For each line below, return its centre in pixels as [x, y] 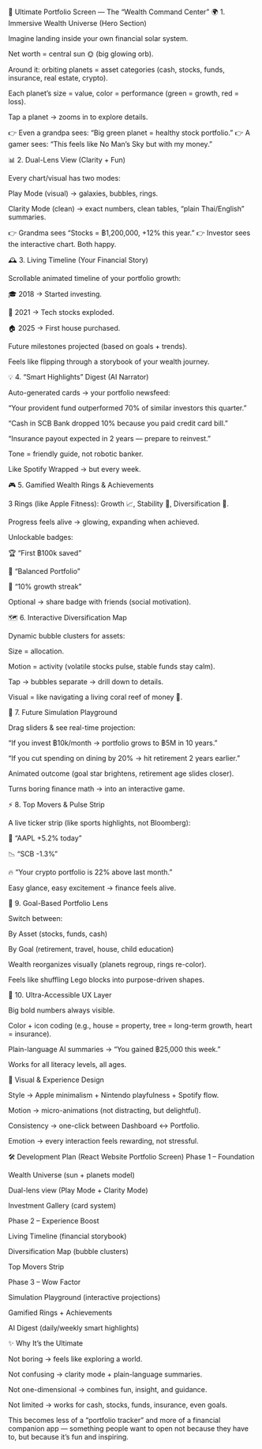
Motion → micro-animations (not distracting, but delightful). [105, 1110]
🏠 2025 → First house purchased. [64, 328]
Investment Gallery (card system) [62, 1206]
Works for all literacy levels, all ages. [67, 1064]
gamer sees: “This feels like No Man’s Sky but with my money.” [110, 144]
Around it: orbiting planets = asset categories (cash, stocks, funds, [116, 69]
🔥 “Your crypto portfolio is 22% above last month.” [90, 872]
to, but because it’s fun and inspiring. [68, 1437]
